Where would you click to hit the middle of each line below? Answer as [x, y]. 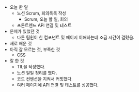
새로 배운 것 [21, 43]
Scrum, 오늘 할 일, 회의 [46, 19]
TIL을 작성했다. [31, 67]
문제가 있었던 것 [24, 31]
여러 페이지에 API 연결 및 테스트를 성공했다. [58, 85]
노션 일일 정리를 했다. [37, 73]
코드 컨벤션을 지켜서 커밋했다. [45, 79]
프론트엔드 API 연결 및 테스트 [44, 25]
